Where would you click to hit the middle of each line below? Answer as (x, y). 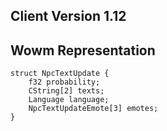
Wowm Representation (83, 50)
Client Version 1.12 (68, 16)
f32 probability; (64, 82)
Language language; (69, 100)
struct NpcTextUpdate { (60, 74)
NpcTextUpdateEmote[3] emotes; (93, 109)
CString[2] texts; (66, 91)
